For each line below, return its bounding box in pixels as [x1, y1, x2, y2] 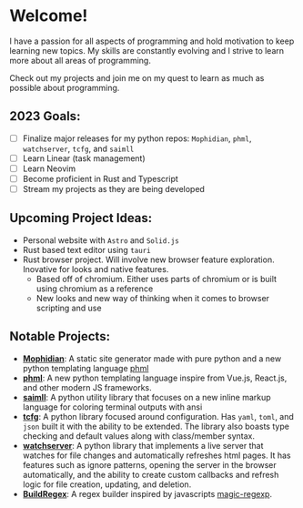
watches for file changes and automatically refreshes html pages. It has [22, 450, 291, 461]
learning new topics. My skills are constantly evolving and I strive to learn [9, 45, 285, 56]
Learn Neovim [22, 163, 76, 174]
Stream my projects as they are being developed [22, 184, 205, 194]
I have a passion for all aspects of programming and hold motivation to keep [9, 36, 295, 46]
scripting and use [35, 302, 102, 313]
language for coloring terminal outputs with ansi [22, 401, 203, 412]
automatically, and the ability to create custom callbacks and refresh [22, 469, 279, 480]
